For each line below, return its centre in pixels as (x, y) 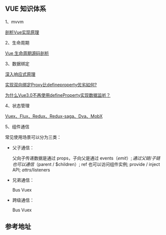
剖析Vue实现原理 (22, 32)
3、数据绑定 (17, 64)
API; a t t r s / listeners (31, 170)
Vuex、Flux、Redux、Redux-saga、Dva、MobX (54, 116)
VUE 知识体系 (26, 9)
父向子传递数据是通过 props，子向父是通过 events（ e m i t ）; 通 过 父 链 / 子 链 (86, 158)
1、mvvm (14, 22)
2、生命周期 (17, 42)
